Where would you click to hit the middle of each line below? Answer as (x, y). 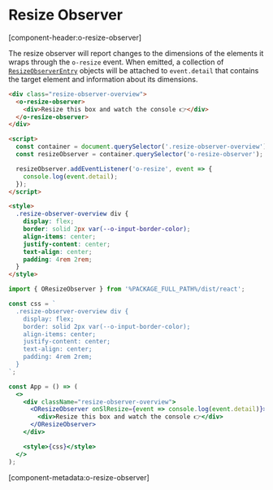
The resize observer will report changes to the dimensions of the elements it (136, 53)
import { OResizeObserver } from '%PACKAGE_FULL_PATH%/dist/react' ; (127, 289)
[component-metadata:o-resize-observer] (79, 477)
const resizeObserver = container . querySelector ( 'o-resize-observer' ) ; (140, 155)
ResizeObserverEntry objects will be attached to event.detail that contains (134, 70)
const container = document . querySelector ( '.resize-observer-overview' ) (141, 147)
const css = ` (32, 304)
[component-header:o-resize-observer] (75, 37)
